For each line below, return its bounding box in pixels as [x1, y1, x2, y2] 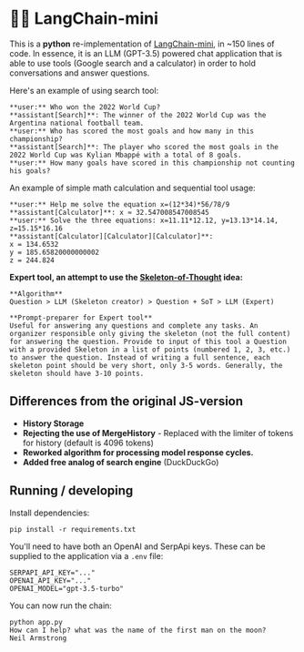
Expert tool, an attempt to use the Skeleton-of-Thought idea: [9, 271, 243, 282]
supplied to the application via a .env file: [9, 550, 164, 561]
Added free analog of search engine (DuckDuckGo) [22, 456, 219, 467]
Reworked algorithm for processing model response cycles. [22, 446, 254, 458]
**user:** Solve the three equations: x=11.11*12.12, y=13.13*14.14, [9, 216, 279, 225]
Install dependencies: [9, 507, 90, 518]
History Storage [22, 418, 85, 429]
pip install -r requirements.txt [9, 525, 137, 534]
